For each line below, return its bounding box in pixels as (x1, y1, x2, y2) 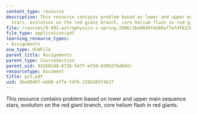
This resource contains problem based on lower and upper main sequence (6, 95, 186, 102)
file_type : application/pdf (6, 30, 75, 36)
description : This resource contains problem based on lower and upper (6, 14, 185, 20)
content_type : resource (6, 8, 64, 15)
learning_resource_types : (6, 36, 69, 42)
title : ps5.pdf (6, 74, 43, 80)
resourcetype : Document (6, 68, 64, 74)
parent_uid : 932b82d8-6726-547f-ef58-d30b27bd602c (6, 63, 133, 69)
